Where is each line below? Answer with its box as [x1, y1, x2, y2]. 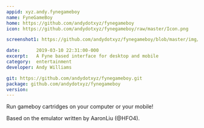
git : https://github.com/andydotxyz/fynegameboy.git [6, 75, 143, 82]
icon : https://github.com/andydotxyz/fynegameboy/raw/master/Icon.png [6, 25, 189, 32]
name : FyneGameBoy [6, 14, 53, 21]
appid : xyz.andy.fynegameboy [6, 8, 80, 15]
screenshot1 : [6, 37, 39, 43]
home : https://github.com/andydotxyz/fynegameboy [6, 20, 135, 26]
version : [6, 86, 29, 92]
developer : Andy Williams [6, 64, 72, 70]
